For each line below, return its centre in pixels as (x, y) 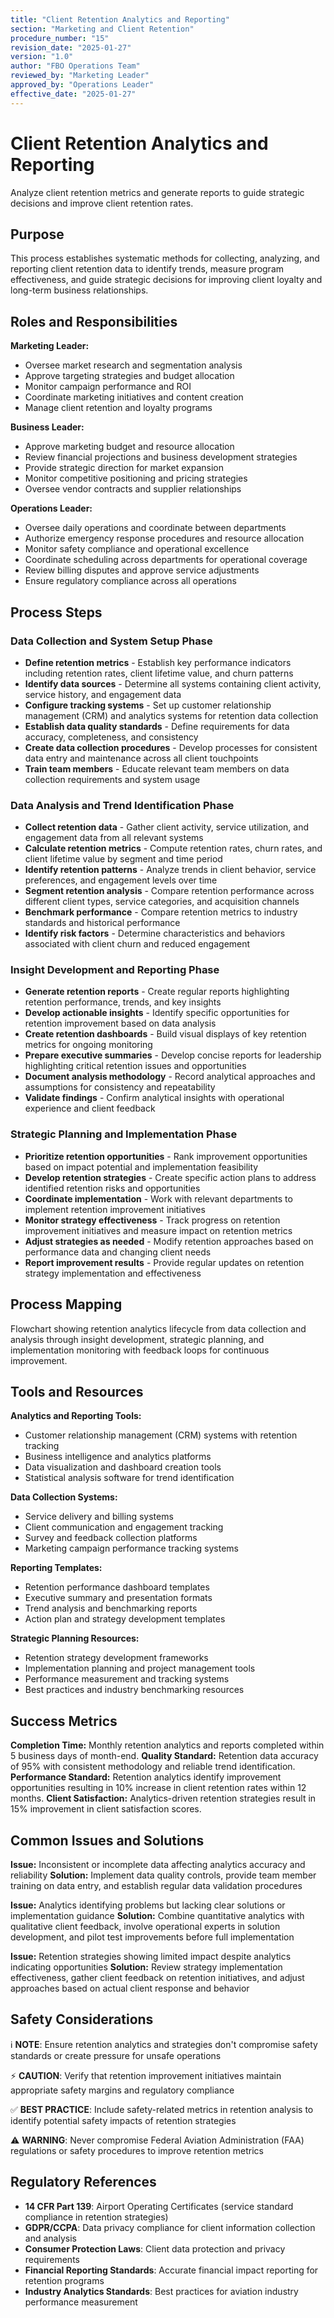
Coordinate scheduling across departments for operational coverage (166, 560)
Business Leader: (47, 427)
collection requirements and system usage (112, 779)
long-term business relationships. (79, 290)
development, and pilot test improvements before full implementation (152, 1937)
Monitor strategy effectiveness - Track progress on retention (152, 1220)
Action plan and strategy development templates (125, 1619)
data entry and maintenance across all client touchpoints (141, 758)
